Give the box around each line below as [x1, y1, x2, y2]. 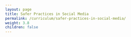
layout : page [5, 7, 32, 12]
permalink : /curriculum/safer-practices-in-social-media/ [5, 16, 126, 21]
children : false [5, 25, 38, 30]
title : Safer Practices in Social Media [5, 12, 89, 16]
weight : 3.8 [5, 20, 29, 25]
